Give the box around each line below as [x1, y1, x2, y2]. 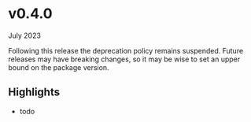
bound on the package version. [8, 62, 109, 72]
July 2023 [8, 31, 42, 40]
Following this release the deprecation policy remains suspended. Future [8, 46, 244, 55]
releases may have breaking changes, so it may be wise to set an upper [8, 54, 241, 64]
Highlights [8, 86, 61, 99]
